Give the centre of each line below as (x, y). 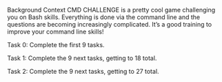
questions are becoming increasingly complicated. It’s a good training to (110, 24)
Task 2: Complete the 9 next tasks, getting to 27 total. (83, 71)
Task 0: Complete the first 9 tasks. (56, 45)
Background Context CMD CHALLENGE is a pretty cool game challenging (111, 10)
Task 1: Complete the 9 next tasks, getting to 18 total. (82, 58)
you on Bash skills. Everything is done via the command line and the (104, 17)
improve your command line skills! (55, 31)
